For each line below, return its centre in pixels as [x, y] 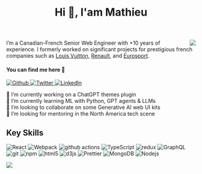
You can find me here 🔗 [35, 69]
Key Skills [25, 133]
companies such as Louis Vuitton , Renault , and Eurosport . [78, 56]
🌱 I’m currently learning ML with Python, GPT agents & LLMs [81, 101]
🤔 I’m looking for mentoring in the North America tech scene [81, 114]
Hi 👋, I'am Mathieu [101, 12]
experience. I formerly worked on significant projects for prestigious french [99, 49]
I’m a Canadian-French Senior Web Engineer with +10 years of [83, 43]
